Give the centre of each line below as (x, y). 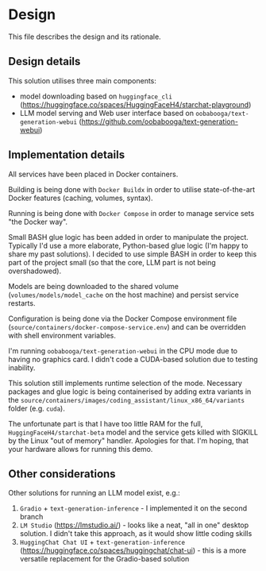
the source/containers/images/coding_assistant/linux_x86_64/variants (126, 399)
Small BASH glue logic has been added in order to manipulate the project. (128, 237)
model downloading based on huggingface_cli (96, 96)
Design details (44, 62)
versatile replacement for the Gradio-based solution (104, 559)
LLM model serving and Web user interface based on (107, 113)
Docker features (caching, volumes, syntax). (81, 198)
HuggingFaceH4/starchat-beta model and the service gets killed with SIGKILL (133, 432)
